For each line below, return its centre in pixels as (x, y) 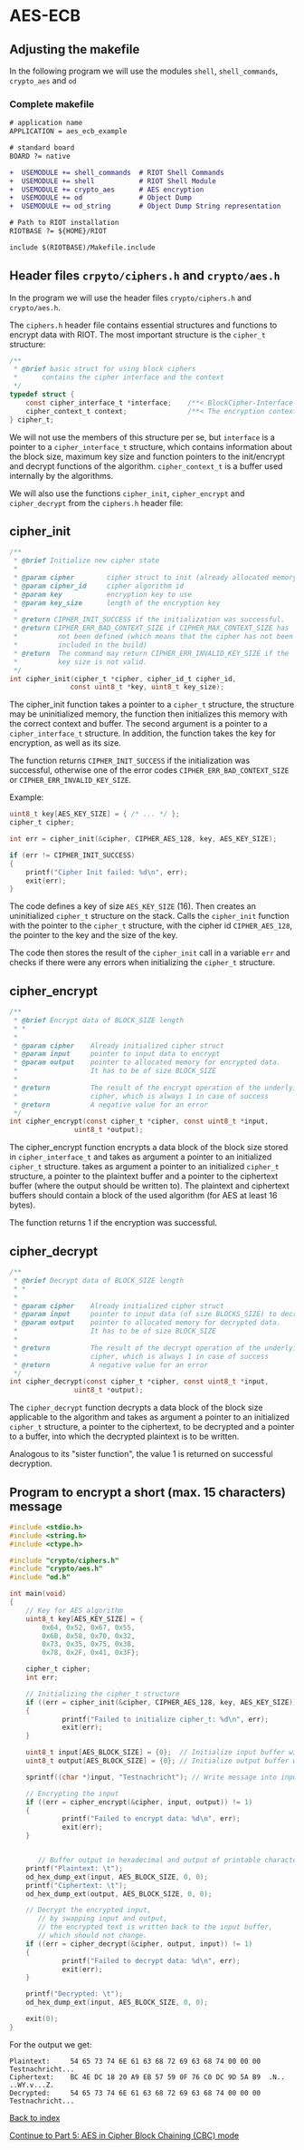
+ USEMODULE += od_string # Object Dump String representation (145, 206)
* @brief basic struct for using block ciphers (104, 369)
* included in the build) (80, 645)
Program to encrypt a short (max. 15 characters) (148, 1492)
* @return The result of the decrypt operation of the (137, 1348)
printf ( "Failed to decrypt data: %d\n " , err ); (152, 1960)
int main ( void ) (38, 1594)
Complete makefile (52, 103)
